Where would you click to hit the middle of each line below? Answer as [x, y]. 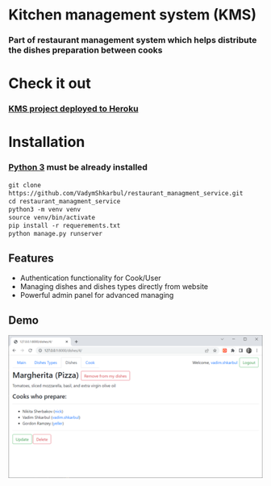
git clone [25, 185]
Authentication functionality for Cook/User [90, 278]
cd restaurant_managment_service [65, 201]
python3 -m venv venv [45, 209]
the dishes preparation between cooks [85, 50]
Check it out [50, 84]
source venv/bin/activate [52, 217]
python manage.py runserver [56, 233]
